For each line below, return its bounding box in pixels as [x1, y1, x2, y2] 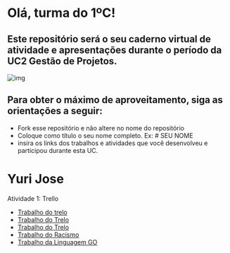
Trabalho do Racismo [17, 230, 79, 239]
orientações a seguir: [7, 105, 103, 117]
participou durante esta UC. [17, 146, 98, 154]
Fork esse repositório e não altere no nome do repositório [17, 123, 185, 132]
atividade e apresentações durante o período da [7, 44, 222, 56]
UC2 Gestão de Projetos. [7, 55, 117, 67]
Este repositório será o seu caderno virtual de [7, 33, 211, 45]
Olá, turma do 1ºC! [7, 5, 116, 21]
